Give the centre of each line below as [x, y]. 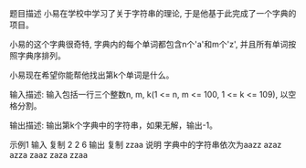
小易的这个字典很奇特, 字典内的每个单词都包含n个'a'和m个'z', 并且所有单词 [149, 44]
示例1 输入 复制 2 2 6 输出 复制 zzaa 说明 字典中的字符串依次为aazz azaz [146, 145]
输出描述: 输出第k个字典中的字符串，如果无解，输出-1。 [113, 125]
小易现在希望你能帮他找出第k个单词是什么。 [92, 75]
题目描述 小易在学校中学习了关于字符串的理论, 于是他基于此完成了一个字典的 [153, 13]
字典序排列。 [41, 56]
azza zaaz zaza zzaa [49, 155]
